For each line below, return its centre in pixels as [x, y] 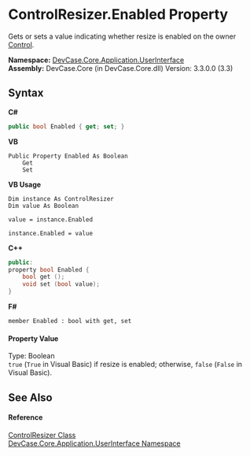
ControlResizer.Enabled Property [118, 15]
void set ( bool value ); [61, 284]
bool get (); [44, 277]
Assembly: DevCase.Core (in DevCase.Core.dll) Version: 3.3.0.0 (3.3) [121, 68]
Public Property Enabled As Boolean [68, 156]
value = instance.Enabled [50, 219]
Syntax [26, 93]
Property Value [33, 338]
